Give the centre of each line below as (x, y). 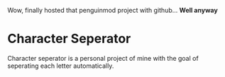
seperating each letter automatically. (61, 66)
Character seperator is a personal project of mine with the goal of (103, 58)
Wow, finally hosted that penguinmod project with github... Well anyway (112, 10)
